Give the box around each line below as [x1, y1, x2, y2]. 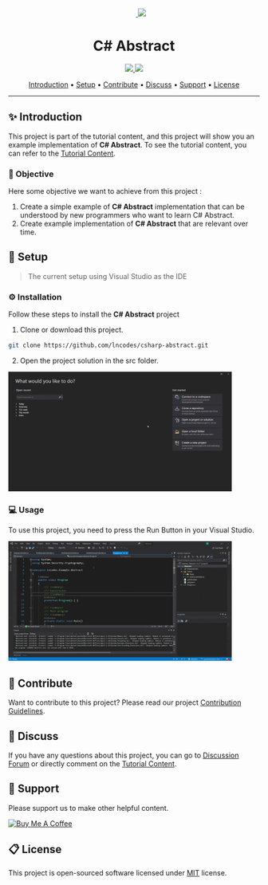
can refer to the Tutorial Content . [8, 148, 116, 158]
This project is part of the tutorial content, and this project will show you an [8, 132, 255, 141]
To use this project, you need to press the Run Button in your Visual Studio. [8, 525, 255, 535]
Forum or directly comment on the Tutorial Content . [8, 758, 177, 769]
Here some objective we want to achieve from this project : [8, 187, 202, 196]
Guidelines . [8, 706, 45, 716]
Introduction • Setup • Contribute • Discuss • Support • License [28, 80, 240, 89]
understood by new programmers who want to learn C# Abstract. [19, 210, 235, 220]
